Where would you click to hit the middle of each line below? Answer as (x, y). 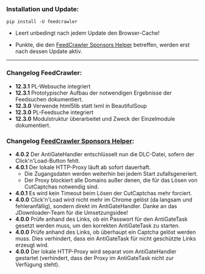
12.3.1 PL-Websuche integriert (53, 86)
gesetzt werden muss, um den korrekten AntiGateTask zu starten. (97, 225)
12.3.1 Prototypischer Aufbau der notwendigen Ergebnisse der (93, 93)
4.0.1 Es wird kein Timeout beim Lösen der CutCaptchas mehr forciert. (103, 193)
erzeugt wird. (32, 245)
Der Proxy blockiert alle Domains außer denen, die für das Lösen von (111, 180)
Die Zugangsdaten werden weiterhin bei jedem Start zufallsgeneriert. (111, 173)
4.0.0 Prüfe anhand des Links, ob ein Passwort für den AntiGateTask (101, 219)
